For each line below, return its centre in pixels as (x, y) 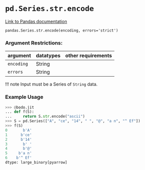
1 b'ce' (19, 135)
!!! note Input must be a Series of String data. (51, 84)
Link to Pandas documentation (36, 21)
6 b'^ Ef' (19, 158)
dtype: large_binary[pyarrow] (36, 163)
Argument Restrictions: (34, 42)
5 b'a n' (19, 153)
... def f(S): (20, 112)
